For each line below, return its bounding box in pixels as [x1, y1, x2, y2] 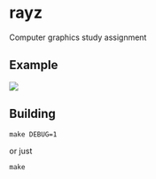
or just [9, 145, 33, 156]
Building [9, 106, 56, 121]
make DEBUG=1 [9, 129, 58, 139]
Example [9, 58, 58, 73]
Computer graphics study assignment [9, 32, 147, 43]
